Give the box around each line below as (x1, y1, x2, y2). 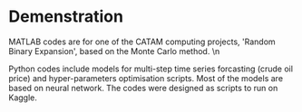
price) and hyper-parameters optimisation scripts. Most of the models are (8, 72, 283, 83)
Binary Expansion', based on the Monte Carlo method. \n (8, 45, 220, 56)
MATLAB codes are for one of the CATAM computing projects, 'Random (8, 36, 276, 47)
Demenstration (8, 6, 124, 27)
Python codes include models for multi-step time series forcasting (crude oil (8, 63, 294, 74)
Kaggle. (8, 92, 38, 103)
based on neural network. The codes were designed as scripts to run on (8, 82, 278, 93)
